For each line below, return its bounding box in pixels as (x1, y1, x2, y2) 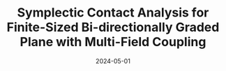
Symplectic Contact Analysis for (17, 5, 209, 21)
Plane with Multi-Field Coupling (20, 34, 206, 50)
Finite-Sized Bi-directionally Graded (6, 19, 220, 35)
